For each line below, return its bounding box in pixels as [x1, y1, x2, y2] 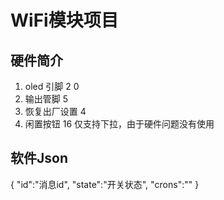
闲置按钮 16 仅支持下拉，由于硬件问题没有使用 [24, 118, 215, 130]
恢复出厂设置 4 [24, 106, 87, 117]
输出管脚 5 [24, 93, 69, 105]
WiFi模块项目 [10, 9, 119, 32]
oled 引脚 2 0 [24, 81, 80, 92]
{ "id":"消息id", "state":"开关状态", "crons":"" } [10, 178, 200, 190]
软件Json [10, 150, 68, 167]
